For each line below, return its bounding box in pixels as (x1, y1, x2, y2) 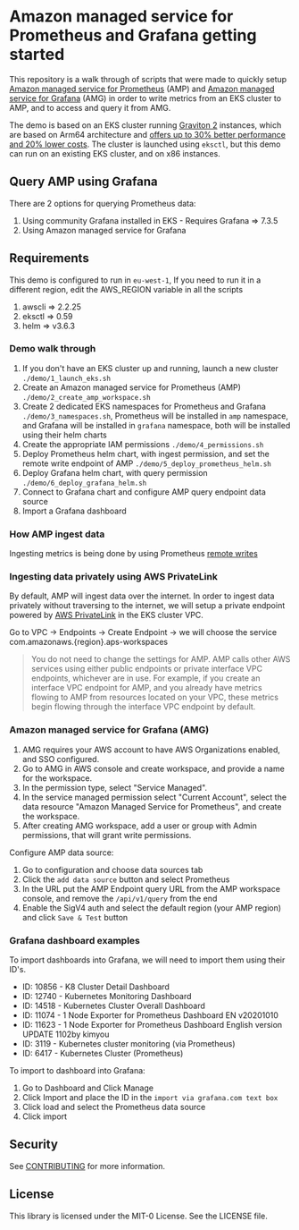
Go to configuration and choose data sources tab (21, 864, 203, 875)
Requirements (9, 250, 89, 266)
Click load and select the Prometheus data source (21, 1102, 206, 1113)
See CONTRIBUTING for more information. (9, 1160, 166, 1171)
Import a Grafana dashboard (21, 505, 127, 516)
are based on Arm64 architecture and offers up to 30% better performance (9, 129, 286, 140)
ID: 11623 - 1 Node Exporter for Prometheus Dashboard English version (21, 1020, 283, 1031)
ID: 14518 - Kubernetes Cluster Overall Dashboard (21, 1000, 205, 1012)
